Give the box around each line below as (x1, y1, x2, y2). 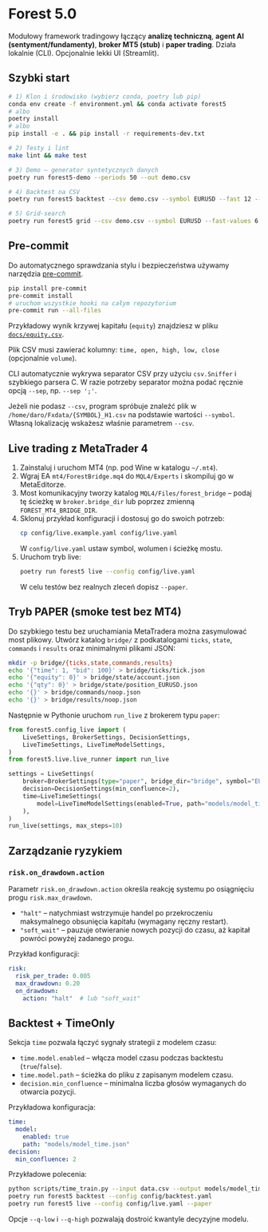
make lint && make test (8, 151, 88, 160)
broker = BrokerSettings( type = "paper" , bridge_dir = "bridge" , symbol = (22, 777, 251, 785)
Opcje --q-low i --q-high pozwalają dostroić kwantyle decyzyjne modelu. (8, 1214, 249, 1224)
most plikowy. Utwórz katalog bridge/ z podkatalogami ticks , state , (8, 634, 233, 644)
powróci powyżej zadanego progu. (19, 934, 135, 943)
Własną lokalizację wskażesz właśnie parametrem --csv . (8, 419, 195, 428)
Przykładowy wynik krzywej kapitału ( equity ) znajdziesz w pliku (8, 321, 219, 331)
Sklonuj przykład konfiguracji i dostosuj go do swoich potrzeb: (19, 514, 225, 523)
